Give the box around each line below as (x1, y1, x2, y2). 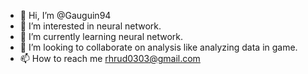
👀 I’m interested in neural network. (19, 20, 162, 32)
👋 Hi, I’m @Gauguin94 (19, 10, 112, 21)
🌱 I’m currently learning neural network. (19, 31, 184, 42)
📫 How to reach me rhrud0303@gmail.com (19, 53, 201, 64)
